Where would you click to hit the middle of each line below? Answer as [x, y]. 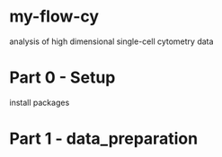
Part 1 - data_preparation [104, 139]
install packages [40, 102]
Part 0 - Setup [62, 78]
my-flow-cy [54, 17]
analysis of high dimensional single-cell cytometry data [111, 41]
